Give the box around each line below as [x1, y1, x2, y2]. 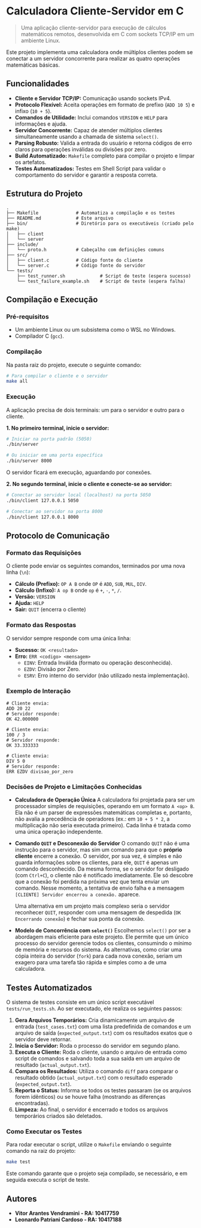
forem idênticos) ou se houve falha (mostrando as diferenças [14, 1093, 166, 1100]
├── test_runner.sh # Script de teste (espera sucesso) [17, 273, 191, 279]
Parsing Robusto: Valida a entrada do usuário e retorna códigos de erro [14, 139, 193, 147]
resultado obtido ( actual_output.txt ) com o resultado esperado [14, 1074, 173, 1081]
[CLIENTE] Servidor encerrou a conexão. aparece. [14, 891, 141, 898]
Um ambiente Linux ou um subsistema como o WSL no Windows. [14, 326, 176, 333]
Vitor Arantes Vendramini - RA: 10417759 [14, 1209, 120, 1217]
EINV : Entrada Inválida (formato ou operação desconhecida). [23, 659, 172, 666]
